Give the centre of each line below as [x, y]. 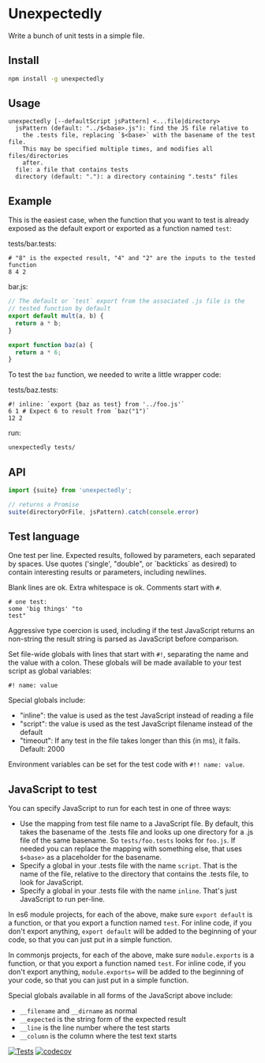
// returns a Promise [44, 504]
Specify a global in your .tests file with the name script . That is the [129, 865]
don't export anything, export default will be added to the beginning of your [132, 931]
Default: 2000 [42, 749]
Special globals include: [47, 700]
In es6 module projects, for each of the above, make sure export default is [131, 914]
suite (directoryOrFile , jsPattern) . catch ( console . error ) [104, 512]
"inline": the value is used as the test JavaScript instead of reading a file [136, 715]
